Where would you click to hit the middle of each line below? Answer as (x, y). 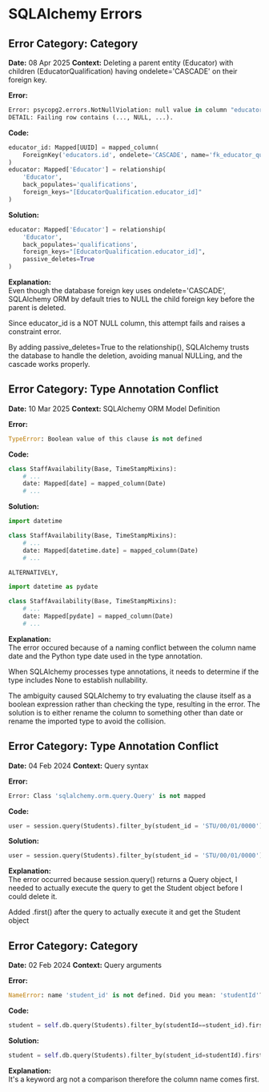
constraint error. (35, 332)
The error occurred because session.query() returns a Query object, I (123, 880)
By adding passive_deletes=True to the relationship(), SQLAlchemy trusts (129, 347)
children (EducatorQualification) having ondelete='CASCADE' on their (123, 71)
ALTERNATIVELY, (34, 572)
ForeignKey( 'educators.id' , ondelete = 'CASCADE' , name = (116, 155)
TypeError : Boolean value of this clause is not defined (105, 439)
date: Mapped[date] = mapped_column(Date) (94, 484)
